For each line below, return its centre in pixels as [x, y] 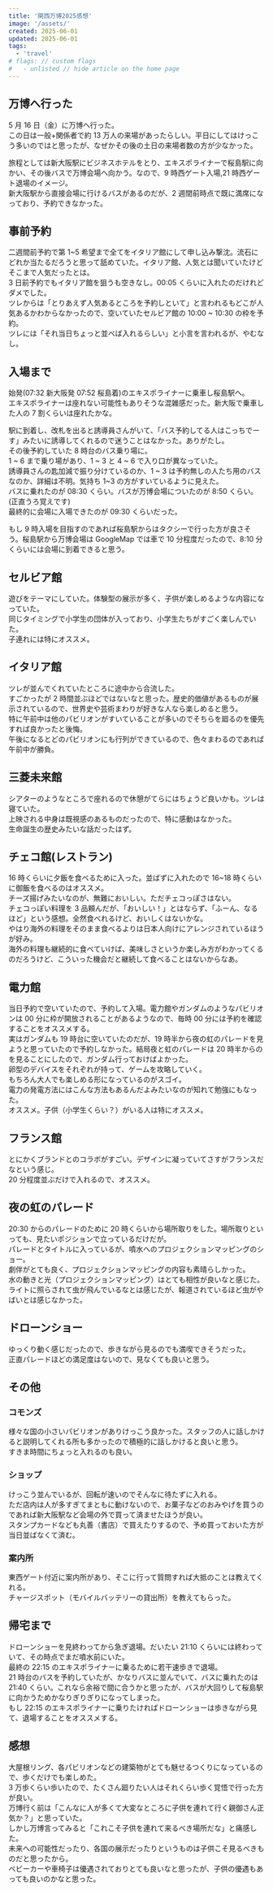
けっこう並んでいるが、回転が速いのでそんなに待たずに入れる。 [115, 1494]
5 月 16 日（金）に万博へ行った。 [64, 125]
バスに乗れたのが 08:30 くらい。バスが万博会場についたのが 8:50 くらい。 [133, 492]
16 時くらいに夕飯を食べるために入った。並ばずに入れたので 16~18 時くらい [135, 878]
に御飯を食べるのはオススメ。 [58, 888]
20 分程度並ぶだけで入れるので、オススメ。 [81, 1180]
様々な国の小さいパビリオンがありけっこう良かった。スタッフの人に [122, 1432]
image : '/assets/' [39, 24]
